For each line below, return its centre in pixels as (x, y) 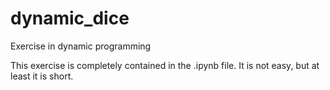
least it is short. (42, 76)
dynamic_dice (70, 18)
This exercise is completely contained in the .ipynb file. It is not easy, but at (165, 65)
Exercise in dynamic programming (81, 46)
